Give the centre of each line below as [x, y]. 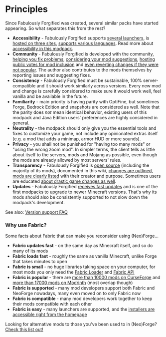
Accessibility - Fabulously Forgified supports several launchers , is [81, 38]
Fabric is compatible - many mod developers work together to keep [82, 299]
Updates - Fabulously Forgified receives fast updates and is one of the [85, 186]
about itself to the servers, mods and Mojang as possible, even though [85, 155]
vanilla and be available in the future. [50, 96]
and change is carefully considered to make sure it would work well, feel [86, 91]
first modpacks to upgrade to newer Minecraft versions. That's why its [84, 192]
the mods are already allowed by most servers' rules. [67, 160]
